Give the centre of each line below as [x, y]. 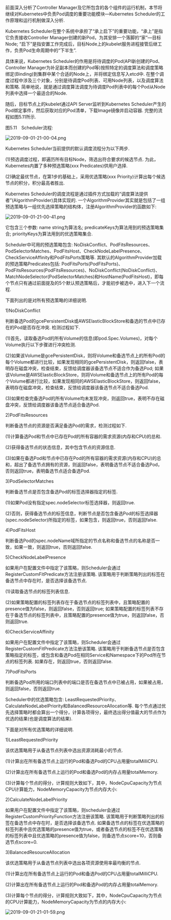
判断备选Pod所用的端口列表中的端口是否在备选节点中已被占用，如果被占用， [86, 682]
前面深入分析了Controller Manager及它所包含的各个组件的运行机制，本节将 [84, 7]
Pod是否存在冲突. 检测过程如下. [47, 327]
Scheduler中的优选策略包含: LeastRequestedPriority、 [62, 699]
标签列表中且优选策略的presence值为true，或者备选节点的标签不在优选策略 [84, 829]
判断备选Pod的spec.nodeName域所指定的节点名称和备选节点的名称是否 [80, 541]
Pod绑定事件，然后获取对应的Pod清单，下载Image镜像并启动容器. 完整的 [82, 110]
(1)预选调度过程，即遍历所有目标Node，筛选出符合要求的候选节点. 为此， [82, 159]
